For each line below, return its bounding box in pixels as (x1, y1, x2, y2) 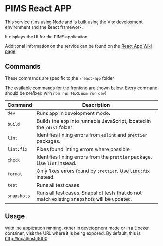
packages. (36, 137, 61, 144)
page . (5, 48, 17, 54)
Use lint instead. (36, 159, 77, 166)
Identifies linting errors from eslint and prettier (36, 132, 147, 138)
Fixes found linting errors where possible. (36, 146, 131, 152)
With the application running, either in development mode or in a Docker (5, 225, 149, 231)
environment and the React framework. (5, 24, 83, 30)
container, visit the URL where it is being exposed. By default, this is (5, 230, 141, 236)
